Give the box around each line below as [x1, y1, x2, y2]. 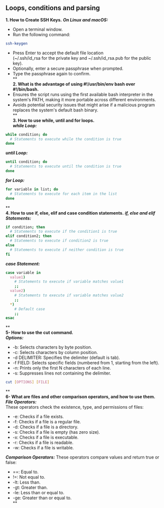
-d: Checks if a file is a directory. [12, 424, 79, 430]
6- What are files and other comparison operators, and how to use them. [5, 394, 156, 400]
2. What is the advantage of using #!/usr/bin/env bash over [12, 81, 136, 87]
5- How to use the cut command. [5, 330, 74, 335]
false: [5, 460, 17, 465]
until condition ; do [5, 159, 48, 164]
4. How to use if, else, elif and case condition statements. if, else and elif [5, 210, 156, 216]
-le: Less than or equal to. [12, 490, 65, 496]
